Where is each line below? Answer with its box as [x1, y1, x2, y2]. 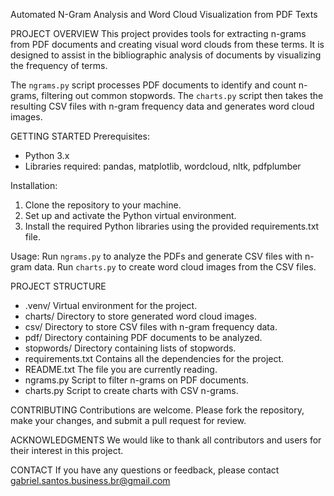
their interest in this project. [10, 445, 124, 456]
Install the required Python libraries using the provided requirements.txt [24, 220, 320, 232]
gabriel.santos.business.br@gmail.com [10, 475, 171, 486]
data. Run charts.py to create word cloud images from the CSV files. [33, 261, 317, 273]
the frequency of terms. [10, 60, 108, 71]
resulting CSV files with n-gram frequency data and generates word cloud [10, 100, 315, 112]
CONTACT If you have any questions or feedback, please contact [10, 464, 280, 476]
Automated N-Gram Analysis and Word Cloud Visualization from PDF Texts [10, 9, 318, 20]
